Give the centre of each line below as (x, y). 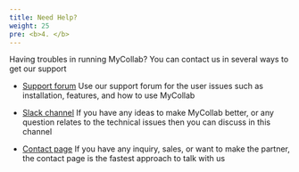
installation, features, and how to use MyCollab (108, 95)
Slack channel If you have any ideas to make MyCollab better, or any (148, 113)
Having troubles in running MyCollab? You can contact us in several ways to (149, 60)
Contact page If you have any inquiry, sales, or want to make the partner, (156, 149)
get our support (38, 69)
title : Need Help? (43, 17)
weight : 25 (29, 26)
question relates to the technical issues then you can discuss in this (146, 122)
